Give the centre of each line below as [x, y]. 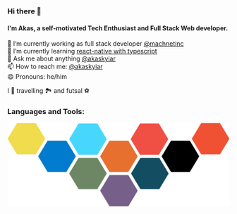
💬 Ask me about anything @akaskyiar [62, 58]
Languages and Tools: [46, 112]
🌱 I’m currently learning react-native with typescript [82, 51]
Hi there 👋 [25, 11]
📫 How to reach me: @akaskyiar [55, 67]
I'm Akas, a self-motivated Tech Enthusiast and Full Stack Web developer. [118, 28]
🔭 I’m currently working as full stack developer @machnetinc [96, 44]
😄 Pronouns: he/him [37, 77]
